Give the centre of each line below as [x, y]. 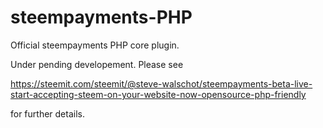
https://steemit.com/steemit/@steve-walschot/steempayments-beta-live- [161, 83]
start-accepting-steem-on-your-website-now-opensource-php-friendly [158, 94]
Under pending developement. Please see [97, 64]
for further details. [47, 113]
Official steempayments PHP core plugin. [95, 45]
